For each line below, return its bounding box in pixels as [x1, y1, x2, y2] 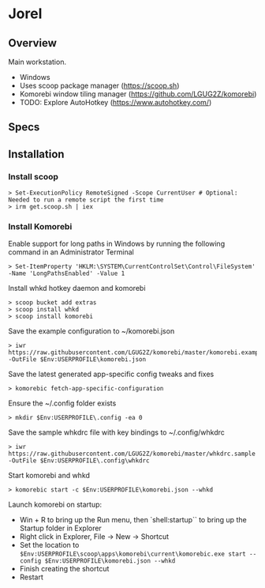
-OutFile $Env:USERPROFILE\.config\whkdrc [8, 457, 150, 465]
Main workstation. [8, 57, 67, 66]
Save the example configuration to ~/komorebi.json [8, 326, 175, 336]
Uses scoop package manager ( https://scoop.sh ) [19, 81, 180, 90]
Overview [8, 36, 58, 50]
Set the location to [19, 541, 80, 550]
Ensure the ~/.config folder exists [8, 398, 117, 408]
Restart [19, 572, 43, 582]
